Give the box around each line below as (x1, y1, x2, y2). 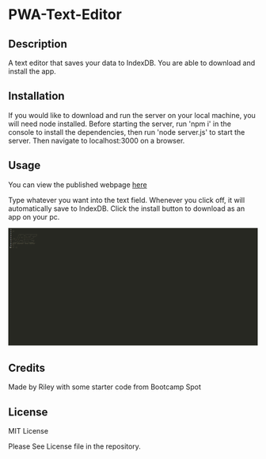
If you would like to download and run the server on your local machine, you (8, 110, 256, 120)
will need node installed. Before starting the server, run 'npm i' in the (8, 119, 232, 128)
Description (8, 37, 67, 51)
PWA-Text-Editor (8, 6, 123, 24)
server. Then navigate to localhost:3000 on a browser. (8, 136, 185, 145)
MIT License (8, 426, 49, 435)
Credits (8, 361, 46, 374)
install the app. (8, 67, 57, 76)
